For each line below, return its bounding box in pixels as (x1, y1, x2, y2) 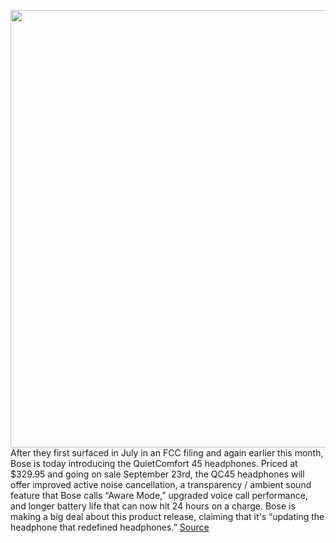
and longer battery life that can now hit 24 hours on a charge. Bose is (10, 500, 296, 512)
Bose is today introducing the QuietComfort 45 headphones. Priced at (10, 458, 298, 469)
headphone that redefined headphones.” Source (10, 521, 210, 533)
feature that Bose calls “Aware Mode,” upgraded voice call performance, (10, 490, 308, 501)
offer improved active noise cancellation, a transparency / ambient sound (10, 479, 312, 490)
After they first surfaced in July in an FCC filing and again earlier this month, (10, 447, 324, 459)
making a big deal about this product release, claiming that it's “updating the (10, 511, 325, 522)
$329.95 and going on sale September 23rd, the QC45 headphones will (10, 468, 305, 480)
